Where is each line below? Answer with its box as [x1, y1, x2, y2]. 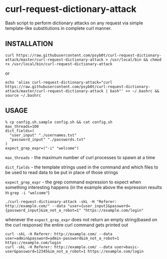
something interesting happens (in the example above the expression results [5, 184, 162, 190]
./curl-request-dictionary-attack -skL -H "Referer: [5, 199, 117, 204]
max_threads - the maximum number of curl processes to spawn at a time [5, 154, 156, 160]
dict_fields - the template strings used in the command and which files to [5, 164, 159, 170]
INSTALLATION [5, 40, 53, 48]
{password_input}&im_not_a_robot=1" [5, 208, 81, 213]
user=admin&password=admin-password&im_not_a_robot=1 [5, 236, 120, 241]
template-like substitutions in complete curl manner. [5, 25, 112, 31]
